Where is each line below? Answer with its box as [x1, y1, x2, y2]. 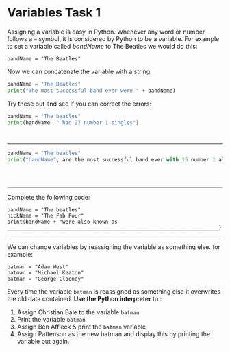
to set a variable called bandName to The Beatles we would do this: [7, 42, 198, 50]
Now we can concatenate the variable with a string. [7, 67, 152, 75]
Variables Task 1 [7, 5, 101, 21]
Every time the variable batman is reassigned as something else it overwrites [7, 288, 221, 296]
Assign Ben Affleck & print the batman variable [16, 322, 146, 331]
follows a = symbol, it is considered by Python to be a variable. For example [7, 34, 220, 43]
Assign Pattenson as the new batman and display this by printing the [16, 330, 211, 338]
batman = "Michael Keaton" [7, 270, 84, 277]
